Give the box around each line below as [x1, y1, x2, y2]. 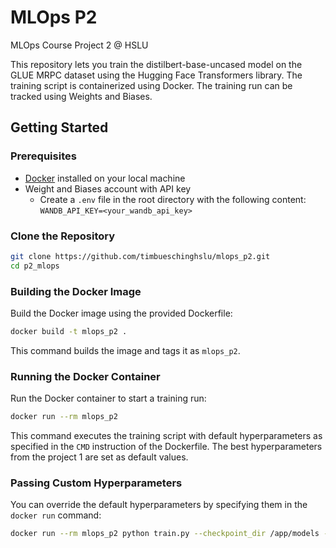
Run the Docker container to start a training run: [10, 392, 207, 405]
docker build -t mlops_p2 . [10, 326, 128, 336]
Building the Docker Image [10, 284, 142, 298]
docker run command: [10, 509, 102, 521]
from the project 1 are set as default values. [10, 451, 189, 463]
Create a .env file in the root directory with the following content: [39, 193, 307, 205]
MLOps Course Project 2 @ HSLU [10, 39, 149, 51]
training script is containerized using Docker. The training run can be [10, 79, 293, 91]
